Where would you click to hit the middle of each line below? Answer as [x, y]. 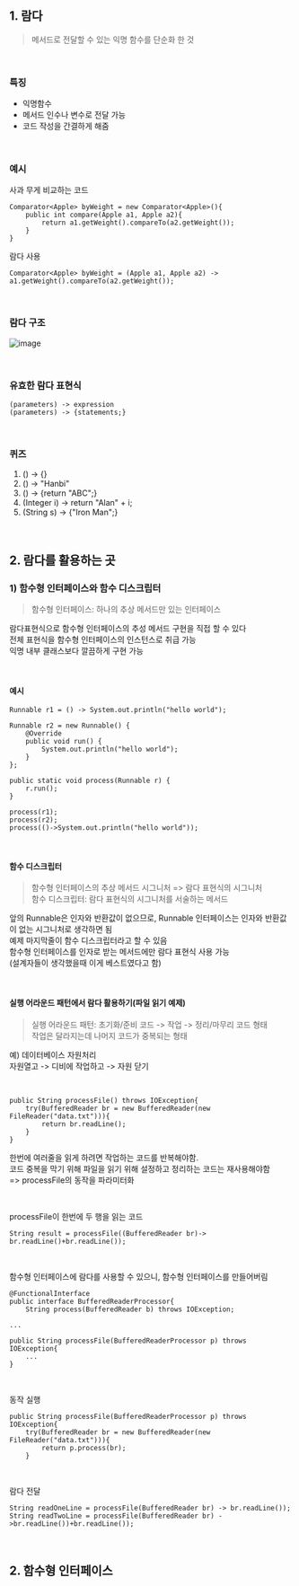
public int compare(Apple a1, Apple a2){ [104, 215]
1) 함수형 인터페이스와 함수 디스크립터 [85, 588]
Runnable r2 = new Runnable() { [70, 726]
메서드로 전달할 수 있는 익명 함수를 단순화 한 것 [113, 40]
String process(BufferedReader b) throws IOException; [130, 1309]
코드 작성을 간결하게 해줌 [66, 126]
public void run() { [64, 742]
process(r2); [34, 820]
